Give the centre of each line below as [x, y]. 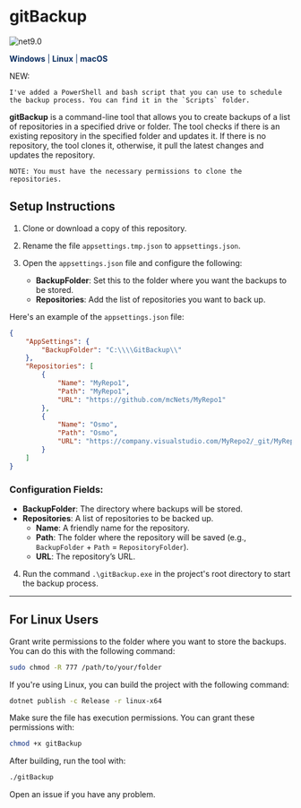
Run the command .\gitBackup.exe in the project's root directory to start [156, 573]
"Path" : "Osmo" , [87, 433]
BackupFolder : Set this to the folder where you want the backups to [161, 280]
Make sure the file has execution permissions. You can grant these [132, 718]
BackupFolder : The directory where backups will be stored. [133, 509]
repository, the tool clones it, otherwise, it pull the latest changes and [137, 145]
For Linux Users [54, 620]
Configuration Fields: [56, 489]
